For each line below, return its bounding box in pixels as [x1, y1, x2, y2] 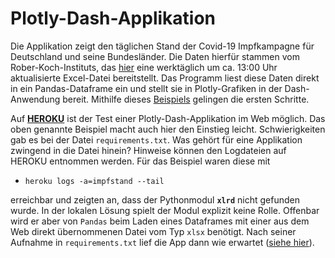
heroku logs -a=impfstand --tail [24, 176, 165, 186]
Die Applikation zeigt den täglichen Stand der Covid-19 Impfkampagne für [10, 40, 315, 52]
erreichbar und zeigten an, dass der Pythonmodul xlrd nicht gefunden [10, 193, 300, 206]
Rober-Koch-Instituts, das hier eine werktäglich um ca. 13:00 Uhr [10, 61, 278, 73]
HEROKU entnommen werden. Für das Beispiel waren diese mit [10, 155, 271, 167]
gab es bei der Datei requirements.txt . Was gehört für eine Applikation [10, 133, 303, 146]
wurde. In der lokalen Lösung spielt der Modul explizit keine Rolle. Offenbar [10, 204, 320, 216]
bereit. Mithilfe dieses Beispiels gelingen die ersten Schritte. [62, 93, 310, 105]
